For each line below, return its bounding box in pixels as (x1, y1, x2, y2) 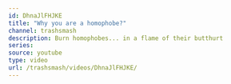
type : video (8, 57, 48, 65)
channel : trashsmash (8, 26, 78, 34)
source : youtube (8, 49, 62, 57)
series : (8, 42, 34, 50)
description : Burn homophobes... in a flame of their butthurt (8, 34, 224, 42)
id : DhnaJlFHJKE (8, 11, 62, 20)
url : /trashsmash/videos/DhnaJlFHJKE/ (8, 64, 137, 72)
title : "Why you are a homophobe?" (8, 19, 127, 27)
